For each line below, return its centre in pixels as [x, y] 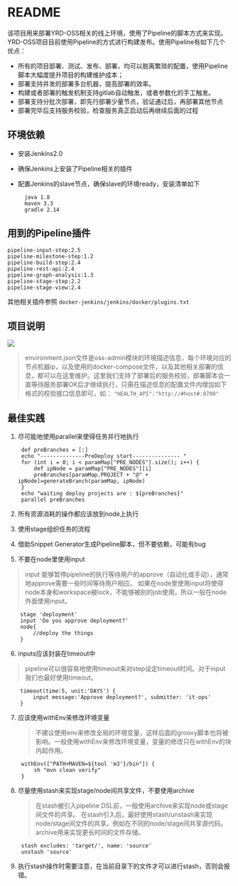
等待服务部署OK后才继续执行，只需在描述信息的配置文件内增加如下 [129, 384]
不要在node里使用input [51, 559]
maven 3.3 [39, 204]
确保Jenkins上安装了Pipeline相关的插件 [75, 169]
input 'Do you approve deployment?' [75, 621]
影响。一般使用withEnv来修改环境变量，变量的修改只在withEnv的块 [133, 742]
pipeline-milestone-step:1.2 [50, 256]
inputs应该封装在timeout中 [56, 654]
